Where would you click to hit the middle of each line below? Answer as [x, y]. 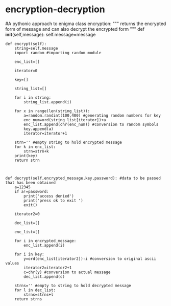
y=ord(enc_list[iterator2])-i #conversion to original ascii [90, 259]
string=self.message [36, 48]
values [12, 263]
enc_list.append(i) [44, 245]
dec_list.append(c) [44, 277]
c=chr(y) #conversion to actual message [67, 272]
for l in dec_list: [35, 290]
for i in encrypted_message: [45, 241]
